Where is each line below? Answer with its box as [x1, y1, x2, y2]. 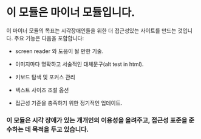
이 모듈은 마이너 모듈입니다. [6, 5, 135, 20]
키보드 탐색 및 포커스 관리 [15, 73, 76, 80]
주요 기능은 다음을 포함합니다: [14, 34, 84, 41]
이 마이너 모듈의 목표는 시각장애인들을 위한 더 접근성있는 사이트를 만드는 [6, 27, 177, 34]
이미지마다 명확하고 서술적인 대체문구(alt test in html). [15, 60, 144, 68]
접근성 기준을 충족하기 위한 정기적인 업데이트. [15, 99, 123, 107]
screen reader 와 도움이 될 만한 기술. [15, 47, 104, 55]
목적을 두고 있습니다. [32, 125, 89, 134]
